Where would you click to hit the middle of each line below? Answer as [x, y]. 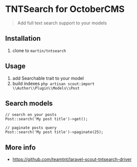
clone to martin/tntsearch [39, 50]
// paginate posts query [31, 128]
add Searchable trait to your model [48, 78]
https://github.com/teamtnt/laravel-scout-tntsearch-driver [72, 160]
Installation [23, 39]
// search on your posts [31, 115]
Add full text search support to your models [62, 23]
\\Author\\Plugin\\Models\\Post [46, 88]
